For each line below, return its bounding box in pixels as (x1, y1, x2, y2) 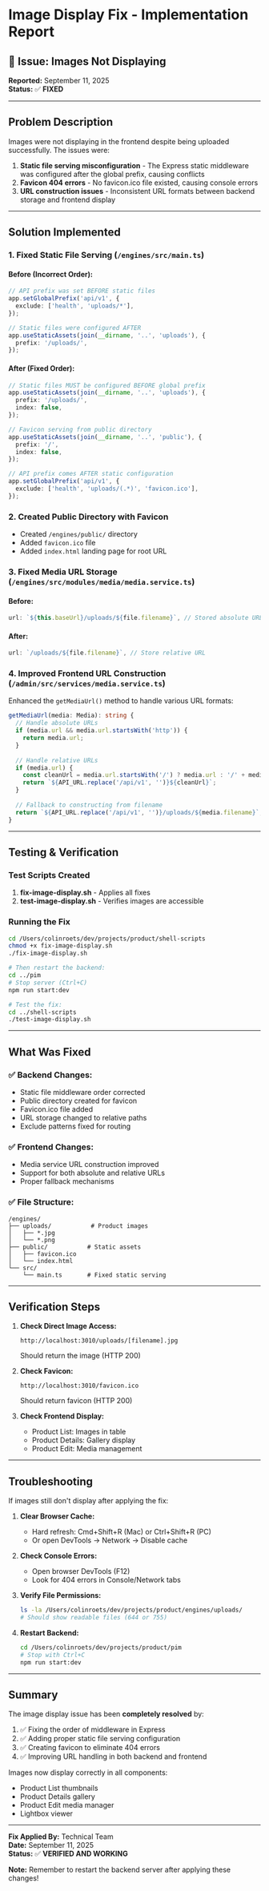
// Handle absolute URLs (15, 719, 98, 727)
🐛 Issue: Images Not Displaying (8, 54, 167, 68)
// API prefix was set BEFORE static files (8, 287, 156, 296)
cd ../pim (8, 972, 42, 980)
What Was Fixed (8, 1045, 91, 1059)
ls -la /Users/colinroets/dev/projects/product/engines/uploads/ (19, 1606, 243, 1615)
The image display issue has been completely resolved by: (8, 1709, 204, 1719)
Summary (8, 1688, 58, 1701)
